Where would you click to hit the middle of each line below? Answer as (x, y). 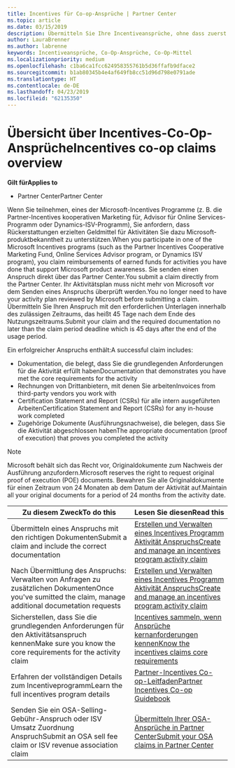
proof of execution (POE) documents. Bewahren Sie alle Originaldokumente (116, 480)
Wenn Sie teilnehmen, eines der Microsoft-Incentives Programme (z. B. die (115, 209)
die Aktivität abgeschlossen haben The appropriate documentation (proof (122, 430)
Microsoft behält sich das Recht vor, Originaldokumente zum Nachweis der (115, 465)
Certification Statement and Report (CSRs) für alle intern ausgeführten (119, 400)
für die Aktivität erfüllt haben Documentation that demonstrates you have (122, 371)
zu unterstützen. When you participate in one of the (139, 239)
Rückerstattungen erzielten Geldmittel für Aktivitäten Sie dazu (96, 231)
